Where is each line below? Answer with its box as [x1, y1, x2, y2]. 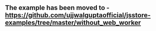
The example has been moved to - [5, 4, 110, 12]
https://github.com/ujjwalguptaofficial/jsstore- [5, 11, 151, 20]
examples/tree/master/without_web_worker [5, 19, 141, 27]
